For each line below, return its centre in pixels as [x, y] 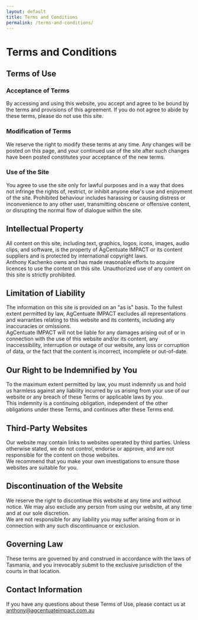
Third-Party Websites [47, 428]
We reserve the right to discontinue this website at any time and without [94, 500]
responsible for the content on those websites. [63, 455]
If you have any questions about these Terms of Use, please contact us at [96, 604]
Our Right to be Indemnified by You [72, 370]
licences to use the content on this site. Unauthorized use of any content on [98, 268]
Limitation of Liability [46, 293]
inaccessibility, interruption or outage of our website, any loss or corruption [98, 345]
